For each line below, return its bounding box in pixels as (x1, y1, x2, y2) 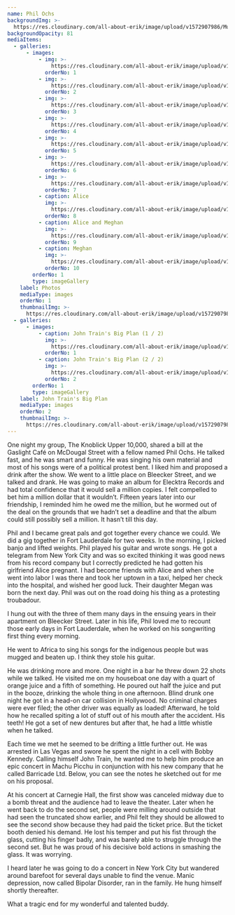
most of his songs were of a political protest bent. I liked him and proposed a (7, 462, 228, 471)
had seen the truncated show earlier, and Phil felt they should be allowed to (7, 813, 225, 821)
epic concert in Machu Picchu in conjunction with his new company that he (7, 762, 224, 770)
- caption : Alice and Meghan (38, 219, 124, 226)
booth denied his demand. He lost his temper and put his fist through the (7, 827, 217, 836)
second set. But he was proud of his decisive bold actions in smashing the (7, 843, 222, 851)
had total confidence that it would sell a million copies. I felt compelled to (7, 485, 218, 493)
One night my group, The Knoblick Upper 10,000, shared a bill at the (7, 440, 204, 449)
